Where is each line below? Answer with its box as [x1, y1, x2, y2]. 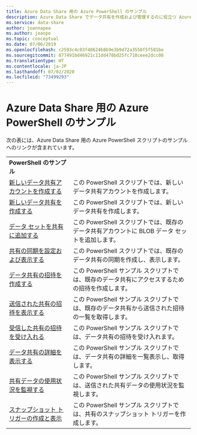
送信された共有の [9, 300, 57, 308]
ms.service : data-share [6, 19, 64, 25]
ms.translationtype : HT [6, 58, 64, 63]
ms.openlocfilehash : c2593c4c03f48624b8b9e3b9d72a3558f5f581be [6, 47, 164, 53]
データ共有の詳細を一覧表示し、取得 [84, 353, 185, 361]
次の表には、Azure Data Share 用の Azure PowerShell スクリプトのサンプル [6, 136, 188, 144]
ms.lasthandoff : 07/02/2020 [6, 69, 75, 75]
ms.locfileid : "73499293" [6, 74, 69, 80]
